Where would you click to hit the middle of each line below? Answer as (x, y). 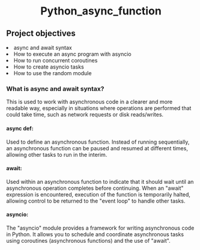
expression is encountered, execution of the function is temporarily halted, (98, 194)
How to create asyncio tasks (49, 67)
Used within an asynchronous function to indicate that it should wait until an (100, 181)
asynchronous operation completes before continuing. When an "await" (95, 188)
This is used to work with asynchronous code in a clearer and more (89, 102)
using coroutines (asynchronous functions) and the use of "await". (88, 240)
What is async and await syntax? (55, 88)
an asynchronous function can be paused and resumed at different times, (97, 148)
